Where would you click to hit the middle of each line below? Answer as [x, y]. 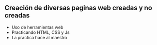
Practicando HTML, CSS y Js [40, 32]
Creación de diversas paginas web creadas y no [78, 8]
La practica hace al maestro [39, 37]
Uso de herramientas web [37, 27]
